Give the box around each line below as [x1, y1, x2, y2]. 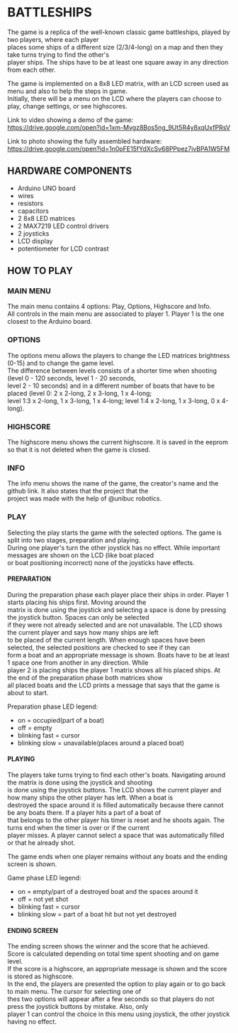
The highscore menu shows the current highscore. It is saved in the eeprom [7, 438, 229, 447]
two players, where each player [7, 35, 99, 43]
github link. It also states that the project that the [7, 487, 149, 496]
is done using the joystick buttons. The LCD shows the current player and [7, 786, 222, 794]
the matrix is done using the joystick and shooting [7, 778, 153, 787]
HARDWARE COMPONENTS [7, 165, 132, 177]
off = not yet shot [17, 895, 69, 904]
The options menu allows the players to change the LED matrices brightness [7, 351, 230, 359]
